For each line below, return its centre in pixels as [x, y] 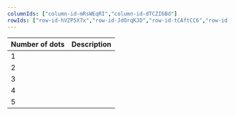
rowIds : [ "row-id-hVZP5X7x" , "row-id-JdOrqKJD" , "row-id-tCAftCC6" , [106, 20]
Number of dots [38, 44]
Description [91, 44]
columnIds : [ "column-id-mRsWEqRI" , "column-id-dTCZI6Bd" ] [92, 14]
